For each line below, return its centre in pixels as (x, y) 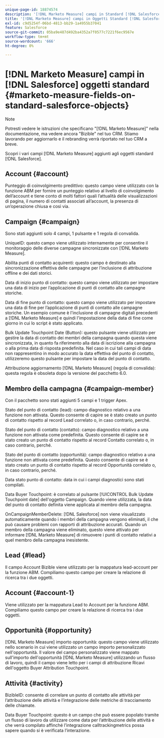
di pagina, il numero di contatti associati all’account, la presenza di (72, 201)
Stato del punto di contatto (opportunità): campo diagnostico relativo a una (80, 455)
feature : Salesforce (26, 28)
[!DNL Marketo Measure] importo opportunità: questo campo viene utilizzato (82, 642)
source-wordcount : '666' (30, 41)
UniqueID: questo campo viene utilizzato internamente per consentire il (76, 243)
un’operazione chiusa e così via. (37, 206)
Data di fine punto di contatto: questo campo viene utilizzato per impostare (80, 303)
